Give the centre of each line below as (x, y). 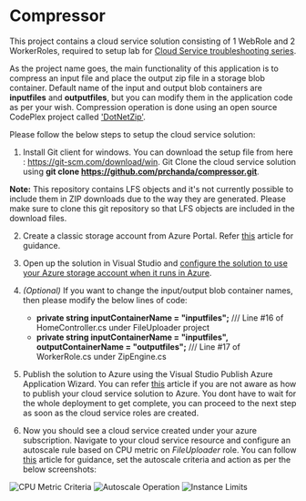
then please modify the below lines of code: (105, 300)
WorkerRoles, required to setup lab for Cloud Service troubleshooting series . (153, 50)
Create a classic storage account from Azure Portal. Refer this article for (158, 235)
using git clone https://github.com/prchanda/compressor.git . (141, 171)
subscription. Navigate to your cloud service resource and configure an (157, 440)
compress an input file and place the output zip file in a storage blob (138, 77)
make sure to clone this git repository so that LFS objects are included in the (153, 208)
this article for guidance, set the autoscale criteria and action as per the (157, 459)
